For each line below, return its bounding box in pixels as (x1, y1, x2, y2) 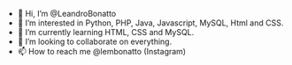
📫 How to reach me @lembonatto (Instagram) (17, 47, 187, 56)
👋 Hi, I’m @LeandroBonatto (17, 9, 117, 18)
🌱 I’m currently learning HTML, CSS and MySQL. (17, 27, 195, 37)
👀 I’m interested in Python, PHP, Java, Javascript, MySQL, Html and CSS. (17, 18, 284, 28)
